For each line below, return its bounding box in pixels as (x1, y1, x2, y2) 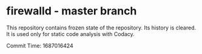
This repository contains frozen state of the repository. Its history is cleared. (6, 24, 196, 31)
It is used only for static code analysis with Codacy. (6, 30, 135, 37)
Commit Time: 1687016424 (6, 42, 74, 49)
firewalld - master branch (6, 4, 137, 18)
